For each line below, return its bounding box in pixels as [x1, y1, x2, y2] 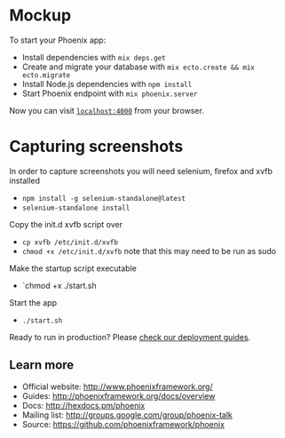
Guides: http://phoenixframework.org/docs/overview [21, 390, 216, 401]
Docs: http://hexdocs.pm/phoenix [21, 400, 146, 410]
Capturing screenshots [9, 137, 184, 156]
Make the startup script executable [9, 263, 138, 274]
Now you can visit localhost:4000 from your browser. [9, 105, 204, 115]
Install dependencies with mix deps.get [21, 52, 166, 62]
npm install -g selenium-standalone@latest [21, 194, 186, 203]
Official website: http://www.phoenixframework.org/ [21, 381, 213, 392]
